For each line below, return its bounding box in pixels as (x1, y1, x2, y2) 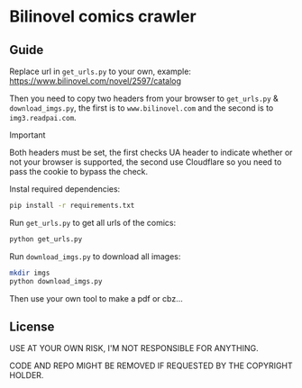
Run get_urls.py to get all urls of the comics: (9, 217, 177, 228)
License (9, 319, 55, 334)
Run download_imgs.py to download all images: (9, 250, 181, 262)
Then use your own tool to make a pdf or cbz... (9, 293, 183, 303)
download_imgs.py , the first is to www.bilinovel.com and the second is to (9, 103, 274, 113)
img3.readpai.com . (9, 113, 77, 122)
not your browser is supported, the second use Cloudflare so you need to (9, 157, 282, 167)
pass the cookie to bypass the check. (9, 167, 149, 176)
